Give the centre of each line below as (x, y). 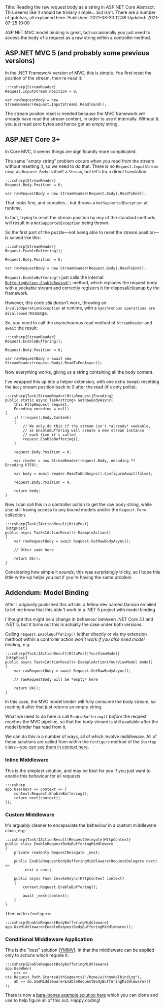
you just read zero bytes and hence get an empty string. (62, 124)
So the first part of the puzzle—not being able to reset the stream (71, 232)
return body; (27, 491)
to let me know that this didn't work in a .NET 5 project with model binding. (81, 610)
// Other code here (34, 550)
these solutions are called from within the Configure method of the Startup (81, 742)
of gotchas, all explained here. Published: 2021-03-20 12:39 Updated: (76, 18)
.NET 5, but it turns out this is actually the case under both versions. (74, 624)
